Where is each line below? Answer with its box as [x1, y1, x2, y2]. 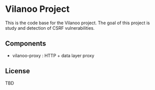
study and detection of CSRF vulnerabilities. [5, 25, 95, 31]
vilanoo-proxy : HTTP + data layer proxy [12, 52, 95, 58]
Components [5, 40, 46, 48]
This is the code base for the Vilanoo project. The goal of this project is [5, 20, 150, 26]
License [5, 67, 30, 75]
